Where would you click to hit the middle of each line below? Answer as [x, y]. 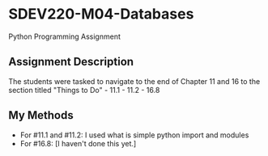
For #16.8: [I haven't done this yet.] [78, 143]
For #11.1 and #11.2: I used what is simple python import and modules [134, 135]
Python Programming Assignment [65, 36]
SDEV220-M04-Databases [101, 14]
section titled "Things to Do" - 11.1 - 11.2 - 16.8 [84, 90]
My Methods [41, 115]
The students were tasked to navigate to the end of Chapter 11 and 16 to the [134, 81]
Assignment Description [71, 62]
